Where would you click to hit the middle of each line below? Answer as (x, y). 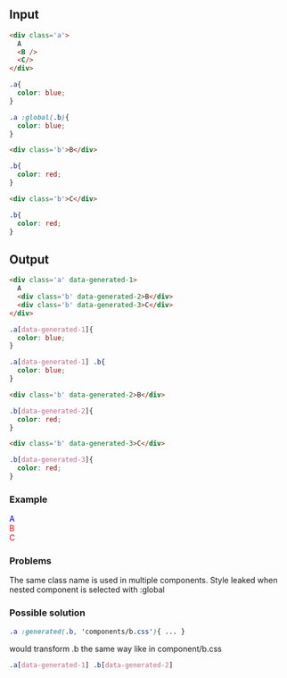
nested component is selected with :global (87, 590)
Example (29, 499)
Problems (30, 561)
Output (29, 259)
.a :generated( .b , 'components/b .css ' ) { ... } (97, 632)
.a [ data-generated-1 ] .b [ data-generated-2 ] (91, 665)
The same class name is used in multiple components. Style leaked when (143, 581)
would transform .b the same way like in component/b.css (116, 649)
